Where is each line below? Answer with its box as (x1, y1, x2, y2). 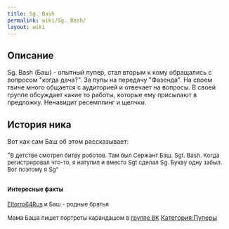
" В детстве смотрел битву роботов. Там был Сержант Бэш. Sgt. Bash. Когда (7, 151, 220, 159)
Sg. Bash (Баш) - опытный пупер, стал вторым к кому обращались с (7, 68, 212, 77)
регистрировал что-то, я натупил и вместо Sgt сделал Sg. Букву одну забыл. (7, 159, 223, 166)
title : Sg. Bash (7, 10, 55, 18)
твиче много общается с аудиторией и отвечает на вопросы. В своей (7, 83, 216, 92)
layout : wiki (7, 23, 46, 30)
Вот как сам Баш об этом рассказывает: (7, 137, 129, 145)
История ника (7, 118, 72, 130)
